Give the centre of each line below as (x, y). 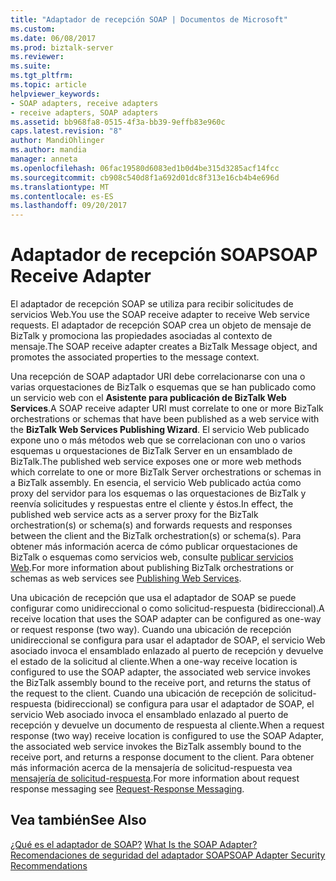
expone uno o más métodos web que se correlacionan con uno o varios (158, 440)
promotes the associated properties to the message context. (135, 357)
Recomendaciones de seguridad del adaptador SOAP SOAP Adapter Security (168, 855)
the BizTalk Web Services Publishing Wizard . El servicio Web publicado (160, 430)
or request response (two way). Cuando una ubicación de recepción (151, 630)
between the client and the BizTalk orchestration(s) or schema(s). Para (156, 536)
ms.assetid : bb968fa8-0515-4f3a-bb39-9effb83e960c (118, 122)
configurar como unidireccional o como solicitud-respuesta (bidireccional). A (167, 608)
